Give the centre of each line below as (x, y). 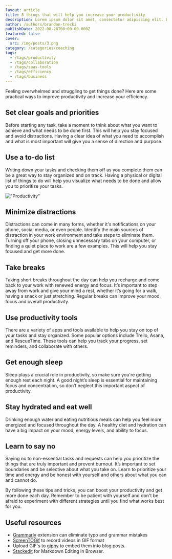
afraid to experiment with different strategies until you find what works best (85, 501)
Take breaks (25, 267)
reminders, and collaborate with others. (47, 346)
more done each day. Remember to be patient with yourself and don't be (82, 496)
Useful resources (33, 522)
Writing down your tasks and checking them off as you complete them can (84, 170)
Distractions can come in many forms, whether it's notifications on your (81, 224)
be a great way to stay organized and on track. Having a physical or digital (84, 175)
